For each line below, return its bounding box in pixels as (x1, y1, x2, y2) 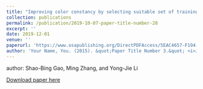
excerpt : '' (6, 25, 36, 32)
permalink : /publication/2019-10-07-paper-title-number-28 (6, 20, 158, 26)
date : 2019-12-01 (6, 31, 50, 37)
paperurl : (6, 43, 31, 49)
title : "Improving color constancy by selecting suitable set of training (6, 8, 199, 15)
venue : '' (6, 37, 31, 43)
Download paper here (6, 76, 60, 83)
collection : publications (6, 14, 71, 20)
